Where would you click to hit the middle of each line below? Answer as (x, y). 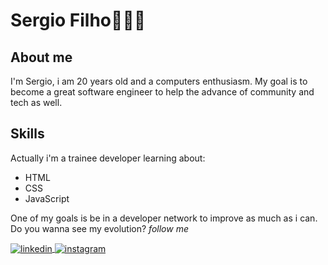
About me (41, 57)
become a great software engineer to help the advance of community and (162, 92)
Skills (27, 134)
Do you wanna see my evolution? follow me (99, 228)
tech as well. (36, 102)
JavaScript (47, 198)
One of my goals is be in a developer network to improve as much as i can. (164, 218)
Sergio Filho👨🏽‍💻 (78, 20)
